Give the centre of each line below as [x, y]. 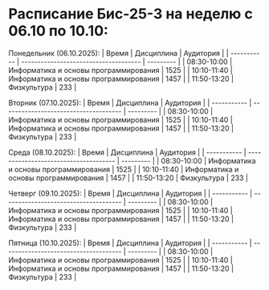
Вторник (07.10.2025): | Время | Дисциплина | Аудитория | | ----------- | [130, 103]
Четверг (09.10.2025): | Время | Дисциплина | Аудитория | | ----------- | [130, 193]
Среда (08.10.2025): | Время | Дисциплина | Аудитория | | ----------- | [127, 152]
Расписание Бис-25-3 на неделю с [130, 14]
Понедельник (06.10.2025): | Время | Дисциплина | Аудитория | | [118, 53]
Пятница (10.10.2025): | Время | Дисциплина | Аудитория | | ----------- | [130, 243]
